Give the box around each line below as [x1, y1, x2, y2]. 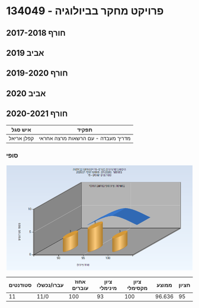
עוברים [72, 284, 89, 292]
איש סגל [11, 126, 31, 133]
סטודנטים [8, 281, 32, 288]
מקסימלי [127, 284, 148, 292]
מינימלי [99, 284, 117, 292]
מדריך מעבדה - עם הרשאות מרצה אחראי [38, 135, 131, 142]
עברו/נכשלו [36, 281, 64, 288]
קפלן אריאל [8, 135, 34, 142]
